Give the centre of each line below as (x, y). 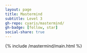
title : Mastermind (24, 14)
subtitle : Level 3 (24, 18)
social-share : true (25, 32)
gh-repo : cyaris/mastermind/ (35, 23)
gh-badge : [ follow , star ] (31, 28)
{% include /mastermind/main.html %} (43, 46)
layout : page (18, 9)
